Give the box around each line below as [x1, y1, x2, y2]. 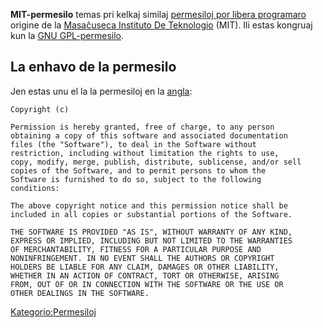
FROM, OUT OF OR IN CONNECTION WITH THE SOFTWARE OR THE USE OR [10, 279, 284, 289]
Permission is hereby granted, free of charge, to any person [10, 122, 275, 132]
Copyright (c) [10, 104, 70, 114]
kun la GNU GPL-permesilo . [10, 30, 125, 41]
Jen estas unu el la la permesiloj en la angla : [10, 85, 193, 97]
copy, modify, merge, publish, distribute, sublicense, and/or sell [10, 157, 302, 167]
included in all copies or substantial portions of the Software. [10, 209, 293, 219]
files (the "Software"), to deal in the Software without [10, 139, 257, 149]
